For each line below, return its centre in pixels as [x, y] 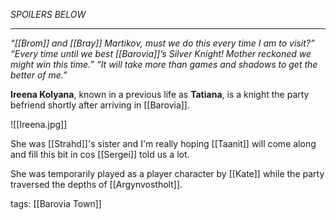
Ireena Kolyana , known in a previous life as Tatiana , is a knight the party [160, 94]
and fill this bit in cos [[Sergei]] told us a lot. [100, 154]
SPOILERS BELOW [48, 14]
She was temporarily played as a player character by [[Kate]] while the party [167, 173]
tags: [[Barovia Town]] [56, 203]
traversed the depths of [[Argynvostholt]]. [96, 184]
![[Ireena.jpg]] [39, 124]
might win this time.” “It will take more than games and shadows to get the [164, 64]
